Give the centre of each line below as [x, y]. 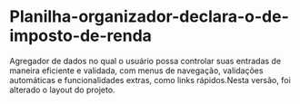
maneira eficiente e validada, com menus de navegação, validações [136, 71]
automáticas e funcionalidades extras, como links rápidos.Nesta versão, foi [150, 80]
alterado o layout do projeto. [62, 90]
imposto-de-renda [81, 36]
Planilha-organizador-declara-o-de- [149, 17]
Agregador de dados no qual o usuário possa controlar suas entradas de [145, 61]
